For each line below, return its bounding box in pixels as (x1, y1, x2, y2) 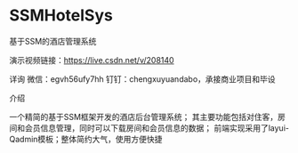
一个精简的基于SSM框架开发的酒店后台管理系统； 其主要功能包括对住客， (9, 111, 278, 122)
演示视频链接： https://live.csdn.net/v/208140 (9, 54, 175, 65)
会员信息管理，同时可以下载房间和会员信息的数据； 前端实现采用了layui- (24, 122, 289, 133)
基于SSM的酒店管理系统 (9, 36, 97, 46)
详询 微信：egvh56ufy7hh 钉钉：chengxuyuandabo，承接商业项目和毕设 (9, 73, 276, 85)
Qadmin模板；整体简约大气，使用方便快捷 (9, 133, 163, 144)
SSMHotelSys (9, 5, 113, 26)
